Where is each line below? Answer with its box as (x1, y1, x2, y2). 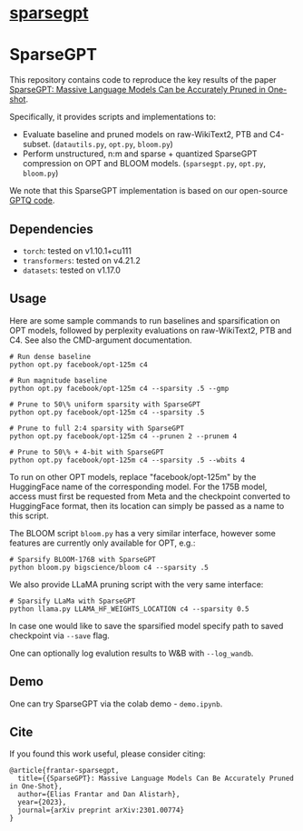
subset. (22, 139, 52, 150)
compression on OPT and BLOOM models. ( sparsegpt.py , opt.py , (22, 158, 266, 169)
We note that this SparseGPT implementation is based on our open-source (9, 185, 288, 196)
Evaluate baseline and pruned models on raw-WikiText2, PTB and (22, 129, 268, 140)
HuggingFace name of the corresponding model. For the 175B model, (9, 481, 268, 492)
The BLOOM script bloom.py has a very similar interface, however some (9, 527, 277, 538)
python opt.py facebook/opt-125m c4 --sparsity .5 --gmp (9, 384, 230, 393)
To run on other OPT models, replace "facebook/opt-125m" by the (9, 471, 257, 482)
